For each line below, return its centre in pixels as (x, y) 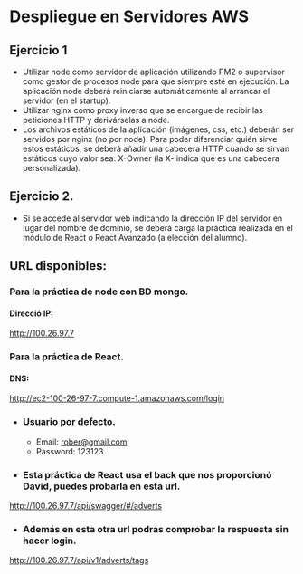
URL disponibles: (58, 266)
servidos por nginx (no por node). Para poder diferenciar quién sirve (150, 139)
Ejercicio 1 (38, 50)
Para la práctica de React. (66, 357)
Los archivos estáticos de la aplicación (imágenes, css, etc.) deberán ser (158, 129)
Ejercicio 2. (42, 196)
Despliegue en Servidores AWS (129, 17)
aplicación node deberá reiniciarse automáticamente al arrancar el (146, 91)
